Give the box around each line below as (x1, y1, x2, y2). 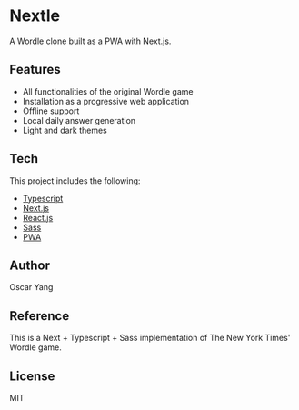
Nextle (9, 5, 61, 26)
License (9, 368, 55, 384)
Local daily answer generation (22, 115, 136, 125)
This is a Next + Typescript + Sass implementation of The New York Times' (9, 333, 291, 344)
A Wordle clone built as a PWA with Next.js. (9, 35, 172, 46)
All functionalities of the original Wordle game (22, 85, 194, 96)
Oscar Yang (9, 282, 54, 293)
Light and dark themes (22, 125, 107, 135)
